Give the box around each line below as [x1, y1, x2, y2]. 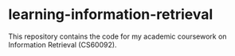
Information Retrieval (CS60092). [8, 39, 117, 49]
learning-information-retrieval [8, 6, 213, 24]
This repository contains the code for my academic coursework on [8, 32, 227, 41]
